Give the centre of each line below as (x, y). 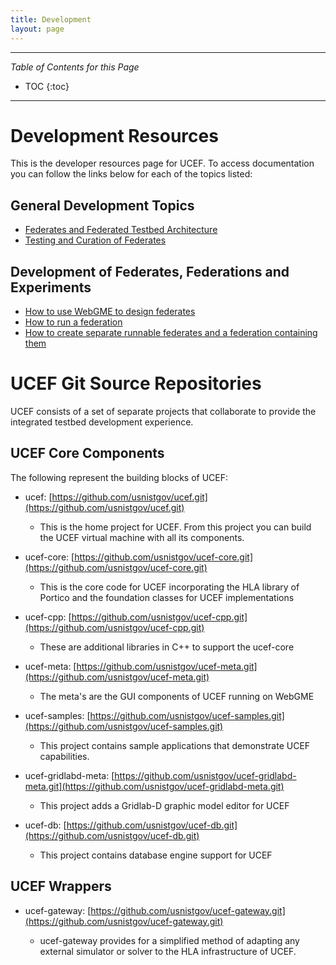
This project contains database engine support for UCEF (156, 855)
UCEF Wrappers (61, 886)
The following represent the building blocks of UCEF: (119, 477)
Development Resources (114, 135)
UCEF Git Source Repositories (136, 383)
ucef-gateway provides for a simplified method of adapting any (169, 940)
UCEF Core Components (87, 453)
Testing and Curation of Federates (95, 240)
